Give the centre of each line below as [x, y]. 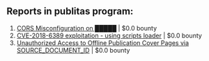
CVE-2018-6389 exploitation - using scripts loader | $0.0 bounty [109, 35]
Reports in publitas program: [70, 11]
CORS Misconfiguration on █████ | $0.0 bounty [87, 28]
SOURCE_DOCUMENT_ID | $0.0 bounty [73, 50]
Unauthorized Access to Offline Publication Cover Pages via [103, 43]
